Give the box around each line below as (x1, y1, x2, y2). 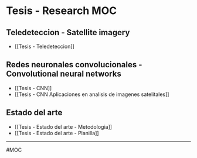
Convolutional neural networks (6, 69, 121, 79)
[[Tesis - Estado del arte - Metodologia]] (14, 123, 113, 130)
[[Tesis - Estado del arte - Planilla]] (14, 129, 99, 136)
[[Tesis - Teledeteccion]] (14, 43, 74, 50)
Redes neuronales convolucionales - (6, 60, 142, 70)
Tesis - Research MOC (6, 4, 117, 18)
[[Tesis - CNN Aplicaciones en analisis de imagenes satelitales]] (14, 91, 169, 98)
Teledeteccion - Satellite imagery (6, 28, 130, 37)
